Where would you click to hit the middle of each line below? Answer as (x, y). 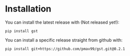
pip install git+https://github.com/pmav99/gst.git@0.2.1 (65, 49)
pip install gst (21, 31)
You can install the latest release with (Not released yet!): (62, 22)
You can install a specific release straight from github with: (64, 40)
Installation (28, 9)
